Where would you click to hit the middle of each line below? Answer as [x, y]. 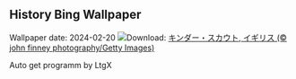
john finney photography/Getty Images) [82, 48]
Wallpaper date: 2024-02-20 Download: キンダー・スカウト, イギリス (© [148, 37]
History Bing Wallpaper [75, 15]
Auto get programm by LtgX [61, 65]
